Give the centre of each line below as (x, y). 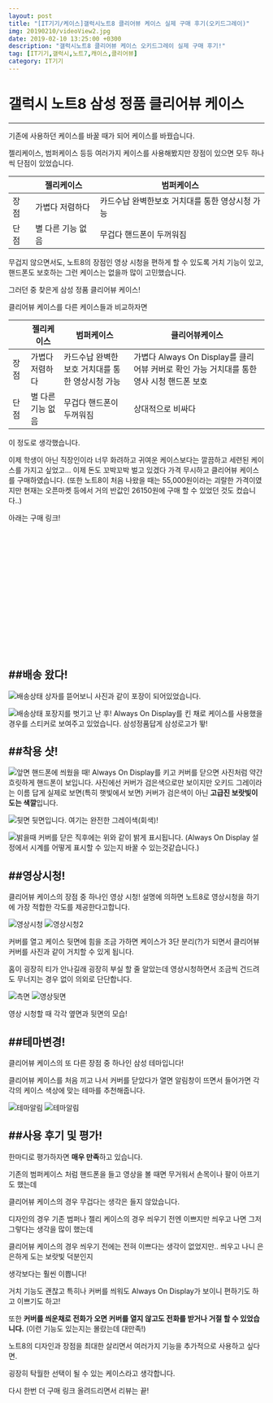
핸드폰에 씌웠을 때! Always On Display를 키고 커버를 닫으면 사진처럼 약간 (147, 772)
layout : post (30, 16)
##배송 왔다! (38, 675)
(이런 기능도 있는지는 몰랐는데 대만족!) (86, 1328)
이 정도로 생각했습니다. (44, 442)
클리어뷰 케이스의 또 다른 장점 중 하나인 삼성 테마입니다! (96, 1063)
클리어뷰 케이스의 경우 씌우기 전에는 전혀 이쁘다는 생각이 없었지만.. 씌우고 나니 (132, 1246)
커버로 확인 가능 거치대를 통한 (204, 369)
